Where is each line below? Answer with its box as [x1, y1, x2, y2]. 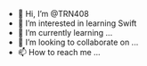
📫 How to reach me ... [17, 47, 101, 57]
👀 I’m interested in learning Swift [17, 18, 137, 29]
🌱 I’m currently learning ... [17, 28, 113, 37]
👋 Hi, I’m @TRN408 [17, 9, 89, 19]
